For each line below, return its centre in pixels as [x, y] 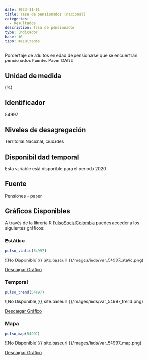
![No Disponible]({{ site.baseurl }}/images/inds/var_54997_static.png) [74, 260]
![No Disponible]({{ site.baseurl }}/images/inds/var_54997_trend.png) [74, 301]
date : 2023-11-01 [23, 10]
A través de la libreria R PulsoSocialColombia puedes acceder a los [72, 223]
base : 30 [14, 37]
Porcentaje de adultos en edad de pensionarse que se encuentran [71, 55]
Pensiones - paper [24, 196]
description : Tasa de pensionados [40, 28]
